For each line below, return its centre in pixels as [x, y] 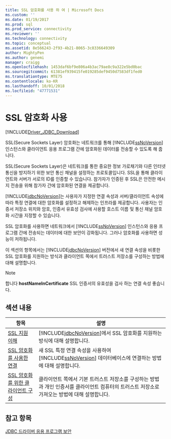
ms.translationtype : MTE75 [34, 77]
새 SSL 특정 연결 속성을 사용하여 [75, 351]
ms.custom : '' [20, 15]
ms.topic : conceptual [28, 43]
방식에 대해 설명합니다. [64, 341]
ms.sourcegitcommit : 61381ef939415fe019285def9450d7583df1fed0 [74, 72]
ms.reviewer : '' [22, 34]
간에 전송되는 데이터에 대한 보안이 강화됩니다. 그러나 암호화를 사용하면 [88, 233]
